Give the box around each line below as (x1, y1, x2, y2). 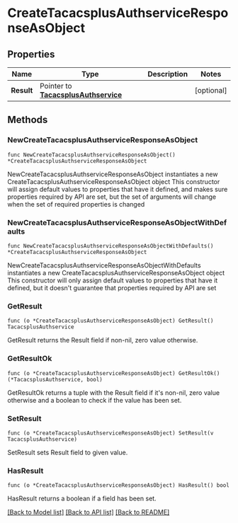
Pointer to (40, 81, 72, 91)
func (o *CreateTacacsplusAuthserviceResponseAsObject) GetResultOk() (7, 369, 220, 377)
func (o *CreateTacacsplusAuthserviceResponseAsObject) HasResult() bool (7, 482, 230, 489)
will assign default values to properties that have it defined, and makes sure (7, 185, 228, 193)
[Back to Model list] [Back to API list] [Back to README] (7, 508, 170, 517)
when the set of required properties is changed (7, 200, 145, 208)
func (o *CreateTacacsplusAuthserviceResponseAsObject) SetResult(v (7, 430, 214, 437)
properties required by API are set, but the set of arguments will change (7, 192, 217, 201)
